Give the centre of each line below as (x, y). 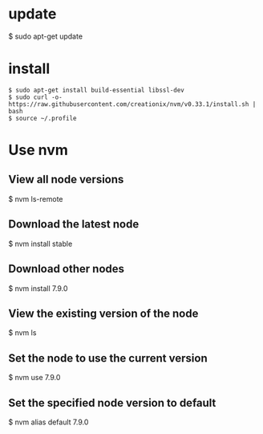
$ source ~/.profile (43, 118)
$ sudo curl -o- (35, 97)
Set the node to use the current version (108, 358)
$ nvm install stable (40, 244)
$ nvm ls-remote (36, 199)
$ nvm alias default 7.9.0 (49, 422)
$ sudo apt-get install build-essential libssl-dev (96, 90)
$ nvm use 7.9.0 (34, 378)
